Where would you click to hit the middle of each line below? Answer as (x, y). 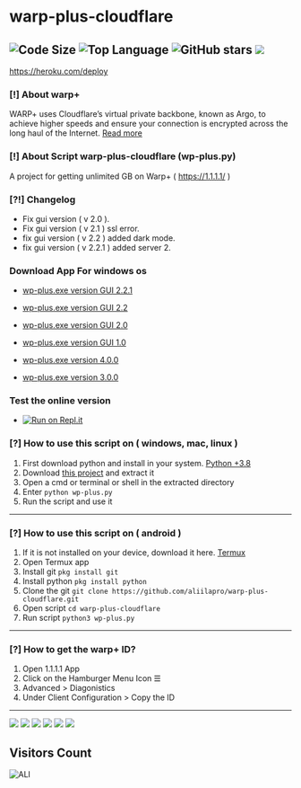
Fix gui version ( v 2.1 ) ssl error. (81, 228)
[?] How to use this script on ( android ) (95, 533)
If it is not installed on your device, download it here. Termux (134, 553)
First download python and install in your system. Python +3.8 (136, 463)
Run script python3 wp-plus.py (78, 618)
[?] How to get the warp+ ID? (73, 649)
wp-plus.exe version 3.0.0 (70, 377)
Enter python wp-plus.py (67, 491)
